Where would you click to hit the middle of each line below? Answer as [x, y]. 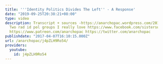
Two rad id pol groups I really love [48, 27]
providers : [16, 45]
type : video [17, 18]
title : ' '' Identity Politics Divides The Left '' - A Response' [70, 9]
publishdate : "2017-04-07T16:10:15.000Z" [48, 37]
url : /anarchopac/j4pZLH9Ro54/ [37, 41]
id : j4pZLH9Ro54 [30, 54]
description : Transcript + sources [41, 23]
